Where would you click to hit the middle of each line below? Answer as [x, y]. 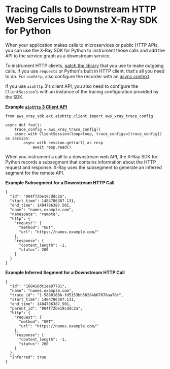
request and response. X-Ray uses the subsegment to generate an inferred [84, 167]
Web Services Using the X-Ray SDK [82, 20]
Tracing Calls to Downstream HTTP [81, 9]
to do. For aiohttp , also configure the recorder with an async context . [78, 76]
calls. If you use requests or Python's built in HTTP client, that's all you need [85, 71]
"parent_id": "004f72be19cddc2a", [46, 308]
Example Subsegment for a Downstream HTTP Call [60, 182]
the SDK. [14, 97]
